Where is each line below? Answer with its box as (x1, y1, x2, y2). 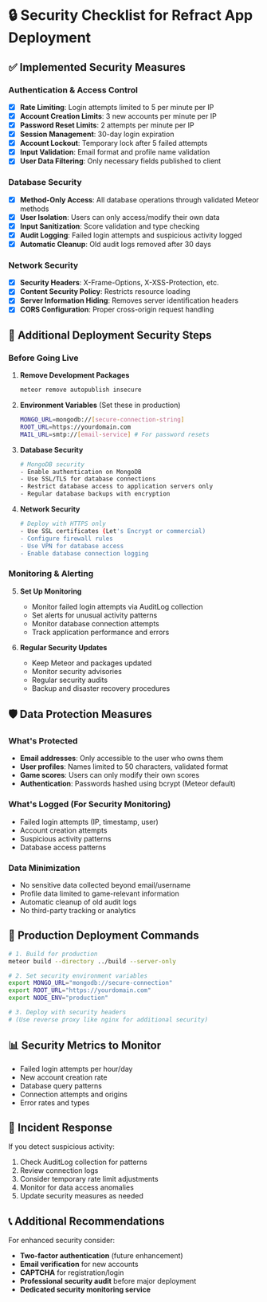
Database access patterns (19, 842, 106, 852)
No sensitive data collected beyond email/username (19, 880, 191, 889)
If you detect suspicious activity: (8, 1142, 116, 1151)
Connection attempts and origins (19, 1089, 128, 1099)
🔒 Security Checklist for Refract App (8, 6, 253, 25)
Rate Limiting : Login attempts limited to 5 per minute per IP (19, 102, 214, 112)
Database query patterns (19, 1080, 102, 1090)
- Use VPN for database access (19, 542, 124, 550)
